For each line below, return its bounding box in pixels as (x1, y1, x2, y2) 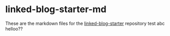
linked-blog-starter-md (5, 4, 107, 15)
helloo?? (5, 25, 23, 31)
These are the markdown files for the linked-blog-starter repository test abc (5, 20, 165, 26)
